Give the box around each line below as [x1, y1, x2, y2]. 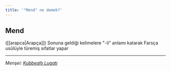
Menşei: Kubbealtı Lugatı [5, 60, 58, 66]
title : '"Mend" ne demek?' [5, 7, 63, 13]
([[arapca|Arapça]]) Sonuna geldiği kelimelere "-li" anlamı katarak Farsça [5, 40, 159, 46]
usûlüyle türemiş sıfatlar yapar [5, 45, 69, 52]
